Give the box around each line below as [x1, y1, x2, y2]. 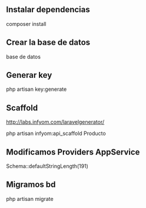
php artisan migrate [6, 195, 54, 202]
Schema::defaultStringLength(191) [6, 163, 88, 170]
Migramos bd [6, 180, 56, 190]
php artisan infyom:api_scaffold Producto [6, 130, 106, 137]
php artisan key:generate [6, 85, 67, 93]
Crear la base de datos [6, 38, 91, 48]
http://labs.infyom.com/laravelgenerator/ [6, 118, 105, 126]
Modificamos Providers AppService [6, 147, 140, 157]
